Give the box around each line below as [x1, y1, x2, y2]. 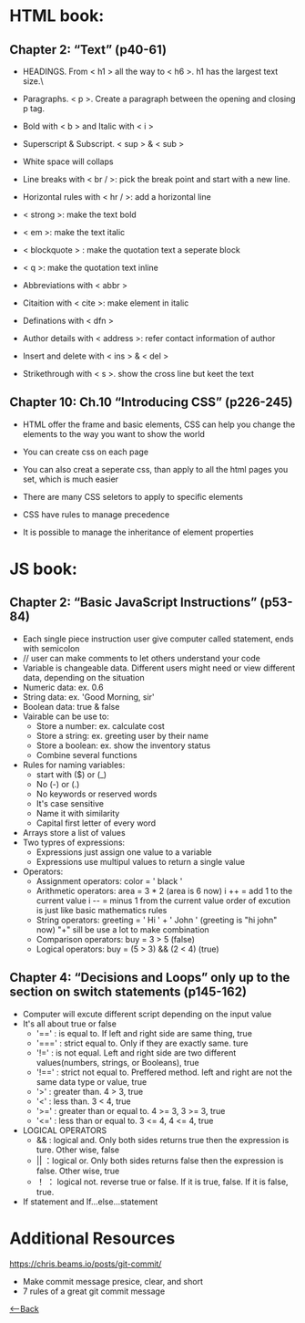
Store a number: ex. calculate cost [36, 720, 166, 731]
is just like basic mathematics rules [36, 904, 168, 915]
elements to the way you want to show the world [22, 428, 205, 439]
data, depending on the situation [22, 672, 145, 682]
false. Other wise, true [36, 1165, 120, 1176]
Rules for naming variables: [22, 759, 126, 770]
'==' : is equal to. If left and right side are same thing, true [36, 1027, 253, 1038]
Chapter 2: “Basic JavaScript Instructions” [9, 595, 258, 610]
